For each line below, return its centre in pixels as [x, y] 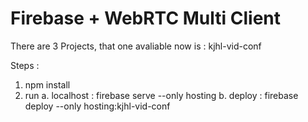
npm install [47, 84]
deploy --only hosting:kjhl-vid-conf [97, 106]
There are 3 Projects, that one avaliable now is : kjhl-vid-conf [136, 46]
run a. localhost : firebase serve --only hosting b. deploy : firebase [161, 95]
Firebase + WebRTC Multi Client [145, 18]
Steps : [25, 65]
